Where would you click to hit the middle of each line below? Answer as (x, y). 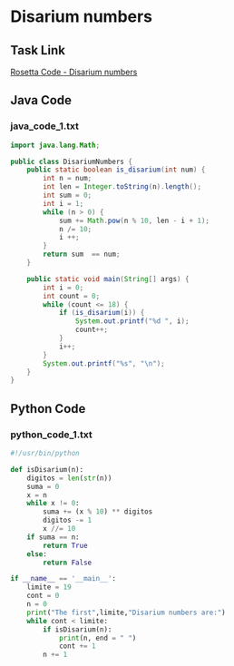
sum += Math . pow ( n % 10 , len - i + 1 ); (134, 220)
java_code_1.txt (45, 126)
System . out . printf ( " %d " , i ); (132, 321)
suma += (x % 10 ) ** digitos (98, 512)
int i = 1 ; (63, 203)
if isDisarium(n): (78, 629)
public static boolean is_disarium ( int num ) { (116, 170)
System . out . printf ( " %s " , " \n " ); (104, 363)
